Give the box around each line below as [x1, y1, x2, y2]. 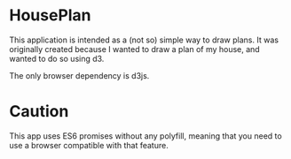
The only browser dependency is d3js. [9, 70, 150, 80]
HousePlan [9, 5, 91, 26]
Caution [9, 102, 69, 122]
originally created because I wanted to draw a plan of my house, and [9, 43, 260, 54]
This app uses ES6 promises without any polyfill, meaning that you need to [9, 130, 282, 141]
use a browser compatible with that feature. [9, 140, 169, 150]
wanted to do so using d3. [9, 53, 105, 64]
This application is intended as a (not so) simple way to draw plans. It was [9, 34, 279, 45]
